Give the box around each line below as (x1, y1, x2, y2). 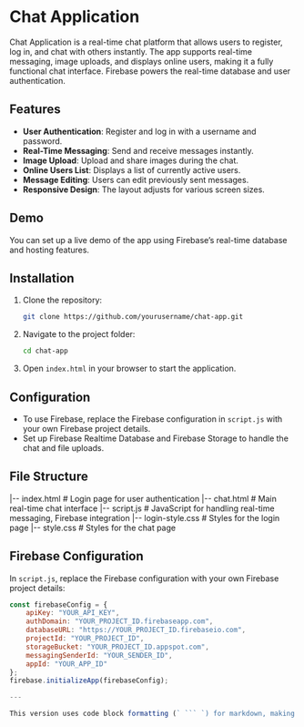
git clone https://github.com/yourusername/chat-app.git (22, 312, 244, 322)
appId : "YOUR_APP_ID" (25, 659, 107, 669)
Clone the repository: (22, 294, 103, 306)
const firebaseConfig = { (9, 599, 107, 609)
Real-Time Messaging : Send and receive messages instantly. (22, 145, 254, 156)
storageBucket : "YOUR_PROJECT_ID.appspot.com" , (25, 642, 209, 651)
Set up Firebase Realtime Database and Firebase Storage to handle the (22, 433, 289, 444)
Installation (9, 271, 75, 286)
